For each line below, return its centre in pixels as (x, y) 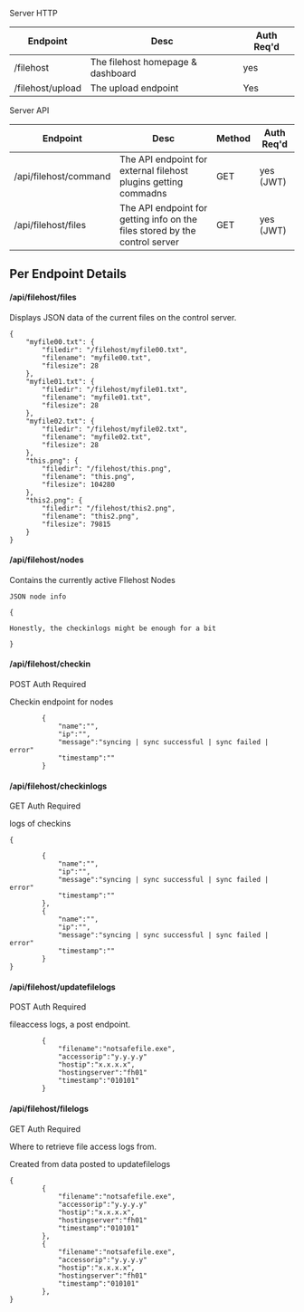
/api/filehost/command (62, 176)
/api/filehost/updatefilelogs (62, 987)
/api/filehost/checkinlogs (58, 786)
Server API (29, 110)
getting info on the (158, 219)
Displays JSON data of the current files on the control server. (123, 317)
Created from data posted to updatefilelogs (90, 1164)
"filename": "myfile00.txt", (97, 358)
